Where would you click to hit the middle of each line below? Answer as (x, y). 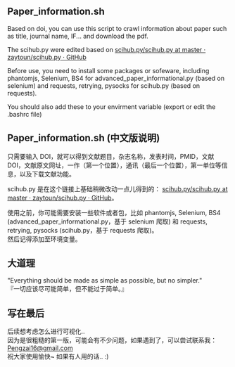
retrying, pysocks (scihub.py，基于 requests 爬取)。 (83, 230)
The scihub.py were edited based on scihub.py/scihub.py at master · (107, 49)
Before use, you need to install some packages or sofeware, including (108, 70)
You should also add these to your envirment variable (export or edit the (112, 107)
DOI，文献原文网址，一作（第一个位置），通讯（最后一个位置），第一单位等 (114, 165)
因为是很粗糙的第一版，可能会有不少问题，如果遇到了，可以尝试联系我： (112, 340)
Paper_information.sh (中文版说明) (84, 138)
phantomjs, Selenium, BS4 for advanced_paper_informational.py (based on (116, 78)
